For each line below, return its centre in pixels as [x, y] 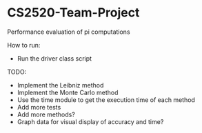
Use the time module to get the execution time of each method [106, 100]
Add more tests [39, 107]
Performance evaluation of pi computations [69, 32]
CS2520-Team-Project [73, 13]
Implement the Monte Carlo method [68, 92]
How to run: [24, 45]
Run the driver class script [54, 58]
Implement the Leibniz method [60, 85]
